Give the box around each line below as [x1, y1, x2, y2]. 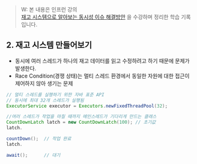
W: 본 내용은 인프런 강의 [20, 6, 77, 13]
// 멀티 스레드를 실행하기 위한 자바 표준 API [6, 91, 105, 98]
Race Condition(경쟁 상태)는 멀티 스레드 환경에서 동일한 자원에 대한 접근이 [14, 72, 190, 79]
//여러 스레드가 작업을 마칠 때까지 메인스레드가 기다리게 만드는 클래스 [6, 114, 157, 120]
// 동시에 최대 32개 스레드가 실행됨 [6, 97, 84, 103]
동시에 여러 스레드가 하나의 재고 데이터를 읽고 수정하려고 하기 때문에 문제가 [14, 57, 190, 64]
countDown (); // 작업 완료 [6, 136, 71, 142]
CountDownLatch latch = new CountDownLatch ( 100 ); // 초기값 [6, 120, 156, 126]
